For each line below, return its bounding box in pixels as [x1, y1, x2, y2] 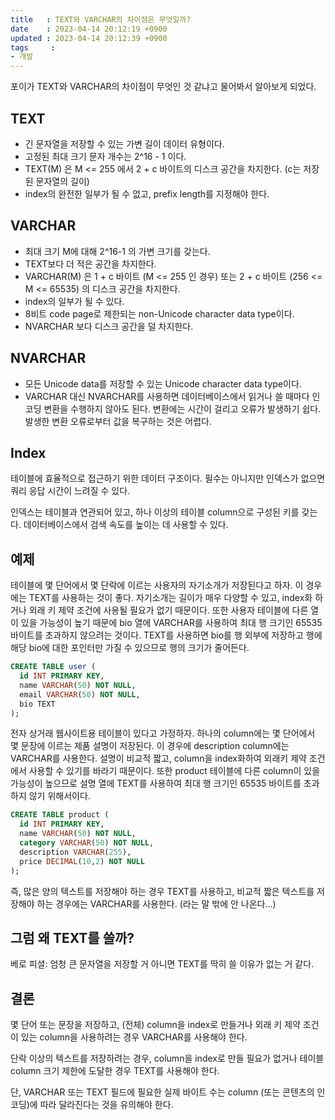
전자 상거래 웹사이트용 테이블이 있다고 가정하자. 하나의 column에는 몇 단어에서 [10, 727, 316, 740]
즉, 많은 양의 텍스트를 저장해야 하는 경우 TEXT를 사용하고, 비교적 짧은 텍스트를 [10, 885, 315, 897]
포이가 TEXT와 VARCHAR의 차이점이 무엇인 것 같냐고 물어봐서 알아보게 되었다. [10, 81, 317, 93]
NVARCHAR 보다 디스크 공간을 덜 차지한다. [24, 320, 194, 332]
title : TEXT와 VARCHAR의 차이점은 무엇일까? [10, 14, 192, 25]
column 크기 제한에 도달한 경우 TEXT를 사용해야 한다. [10, 1065, 220, 1077]
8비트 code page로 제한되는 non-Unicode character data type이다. [24, 307, 295, 320]
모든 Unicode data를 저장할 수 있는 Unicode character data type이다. [24, 377, 302, 390]
